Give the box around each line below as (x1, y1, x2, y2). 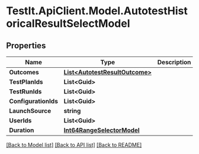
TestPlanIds (9, 78, 43, 86)
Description (157, 58, 191, 66)
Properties (6, 40, 46, 51)
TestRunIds (9, 87, 42, 96)
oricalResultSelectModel (6, 17, 130, 30)
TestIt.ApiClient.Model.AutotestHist (6, 4, 188, 18)
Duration (9, 126, 34, 134)
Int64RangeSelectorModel (63, 126, 140, 134)
